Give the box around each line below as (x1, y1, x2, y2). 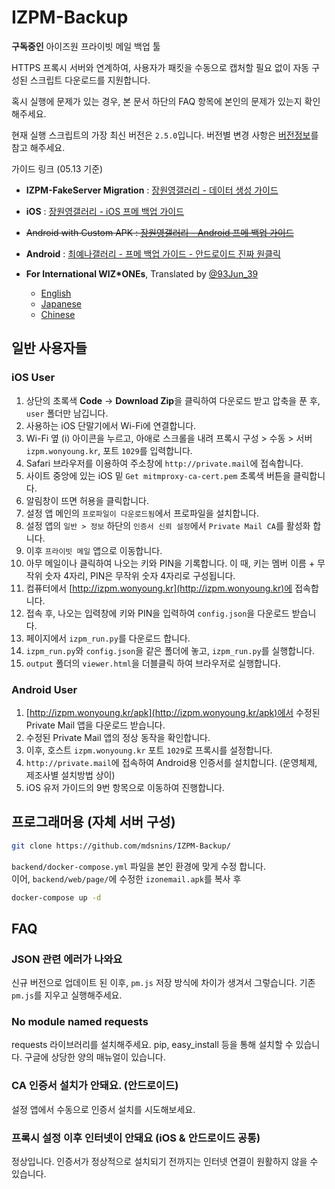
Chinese (40, 308, 76, 320)
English (40, 287, 72, 299)
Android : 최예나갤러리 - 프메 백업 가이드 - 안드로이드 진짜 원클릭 (25, 247, 281, 260)
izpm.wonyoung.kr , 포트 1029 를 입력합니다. (25, 444, 193, 456)
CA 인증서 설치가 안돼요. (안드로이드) (11, 1079, 179, 1093)
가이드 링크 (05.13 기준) (11, 162, 104, 175)
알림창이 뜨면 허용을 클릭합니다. (25, 494, 149, 506)
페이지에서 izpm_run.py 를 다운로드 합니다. (25, 632, 191, 644)
